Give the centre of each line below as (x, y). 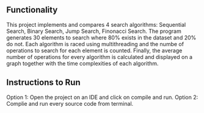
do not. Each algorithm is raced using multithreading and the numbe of (95, 44)
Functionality (32, 10)
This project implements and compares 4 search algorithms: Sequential (96, 24)
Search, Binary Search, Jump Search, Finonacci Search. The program (94, 31)
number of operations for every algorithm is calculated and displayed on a (99, 56)
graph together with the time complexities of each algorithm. (82, 63)
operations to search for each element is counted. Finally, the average (94, 50)
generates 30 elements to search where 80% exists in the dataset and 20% (101, 37)
